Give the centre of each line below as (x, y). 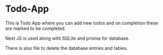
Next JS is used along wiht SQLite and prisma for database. (68, 38)
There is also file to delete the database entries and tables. (67, 48)
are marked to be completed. (36, 28)
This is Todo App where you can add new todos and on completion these (82, 23)
